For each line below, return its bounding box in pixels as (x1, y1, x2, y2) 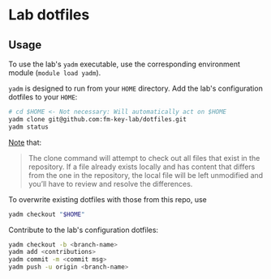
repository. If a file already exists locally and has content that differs (28, 162, 256, 171)
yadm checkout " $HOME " (8, 210, 85, 218)
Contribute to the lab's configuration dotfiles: (8, 225, 159, 235)
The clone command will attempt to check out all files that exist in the (28, 153, 260, 163)
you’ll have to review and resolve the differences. (28, 179, 193, 188)
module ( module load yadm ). (8, 68, 101, 78)
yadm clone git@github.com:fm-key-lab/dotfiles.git (8, 115, 187, 123)
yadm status (8, 123, 49, 131)
